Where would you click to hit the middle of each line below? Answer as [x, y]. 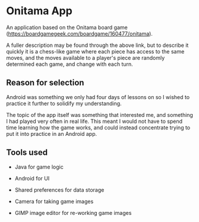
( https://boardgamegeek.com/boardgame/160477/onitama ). [80, 33]
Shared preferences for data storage [59, 190]
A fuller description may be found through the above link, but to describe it [97, 45]
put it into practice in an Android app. [52, 134]
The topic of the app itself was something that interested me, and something [99, 115]
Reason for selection [45, 83]
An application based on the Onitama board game [67, 27]
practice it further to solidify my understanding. [64, 103]
